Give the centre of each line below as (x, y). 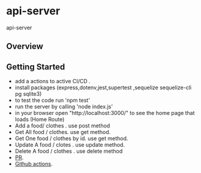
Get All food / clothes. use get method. (63, 132)
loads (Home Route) (40, 119)
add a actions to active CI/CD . (52, 81)
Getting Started (36, 67)
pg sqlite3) (28, 94)
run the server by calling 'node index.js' (64, 107)
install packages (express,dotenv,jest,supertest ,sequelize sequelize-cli (103, 87)
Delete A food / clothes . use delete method (69, 151)
